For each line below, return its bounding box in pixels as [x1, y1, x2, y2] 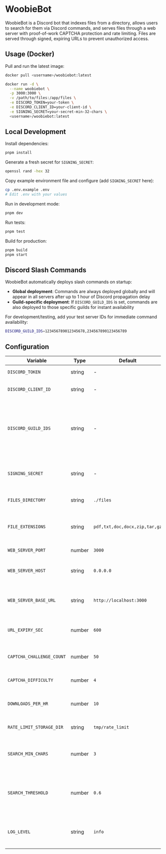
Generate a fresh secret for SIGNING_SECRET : [5, 159, 94, 165]
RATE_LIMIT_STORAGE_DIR [7, 724, 64, 730]
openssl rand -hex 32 [5, 169, 50, 174]
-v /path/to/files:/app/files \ [9, 96, 77, 100]
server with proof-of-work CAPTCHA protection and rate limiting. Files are [5, 30, 156, 36]
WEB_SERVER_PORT [7, 547, 46, 553]
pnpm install [5, 150, 32, 155]
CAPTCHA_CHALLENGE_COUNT [7, 653, 66, 659]
